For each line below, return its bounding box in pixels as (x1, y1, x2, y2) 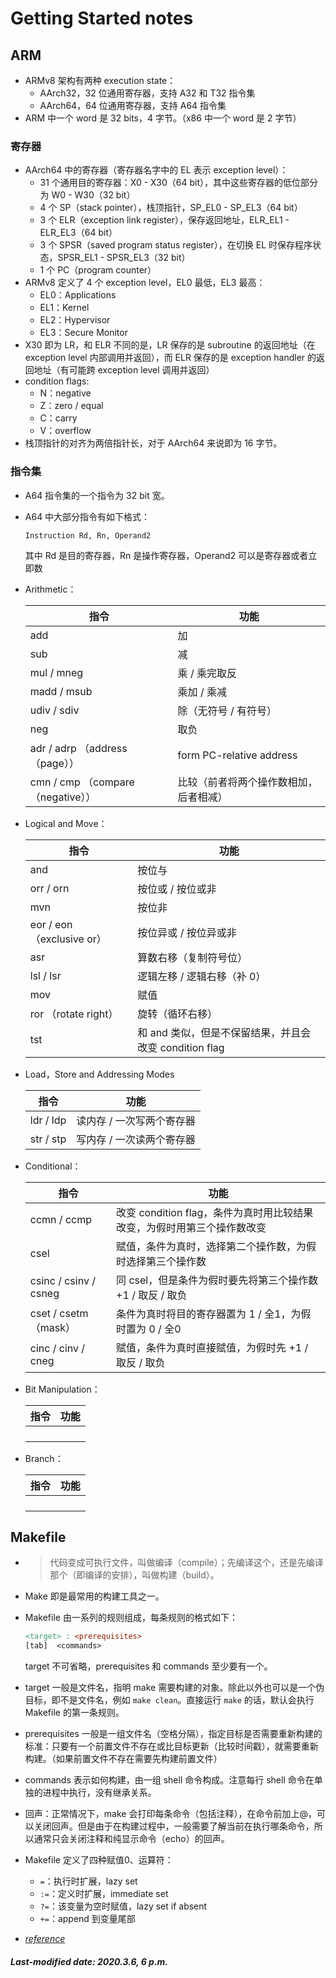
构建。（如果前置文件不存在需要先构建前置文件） (24, 1753, 223, 1765)
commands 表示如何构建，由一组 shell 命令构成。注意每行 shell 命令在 (24, 1774, 315, 1786)
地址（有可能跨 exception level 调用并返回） (33, 364, 215, 376)
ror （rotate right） (29, 1007, 119, 1021)
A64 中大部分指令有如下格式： (24, 510, 151, 522)
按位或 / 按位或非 (137, 882, 217, 896)
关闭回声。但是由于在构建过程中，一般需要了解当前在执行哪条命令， (33, 1820, 315, 1832)
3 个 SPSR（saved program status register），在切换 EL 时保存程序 (39, 239, 313, 251)
